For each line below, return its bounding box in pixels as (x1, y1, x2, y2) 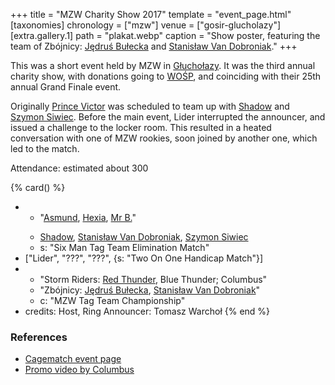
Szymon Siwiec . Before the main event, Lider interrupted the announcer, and (10, 111, 326, 123)
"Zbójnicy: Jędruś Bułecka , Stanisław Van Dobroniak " (39, 284, 261, 296)
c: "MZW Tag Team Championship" (39, 295, 186, 306)
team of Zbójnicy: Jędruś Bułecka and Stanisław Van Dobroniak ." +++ (10, 40, 298, 52)
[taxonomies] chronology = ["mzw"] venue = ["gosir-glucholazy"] (10, 19, 282, 31)
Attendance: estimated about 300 (10, 162, 149, 174)
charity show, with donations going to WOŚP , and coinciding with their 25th (10, 70, 322, 82)
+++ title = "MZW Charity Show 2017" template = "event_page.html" (10, 9, 292, 20)
